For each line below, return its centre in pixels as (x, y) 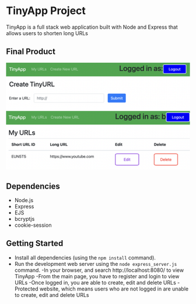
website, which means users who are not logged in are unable (114, 289)
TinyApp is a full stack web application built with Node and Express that (92, 27)
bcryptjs (24, 218)
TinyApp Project (46, 11)
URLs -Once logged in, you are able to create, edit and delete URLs (95, 282)
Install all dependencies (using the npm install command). (85, 257)
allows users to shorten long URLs (47, 33)
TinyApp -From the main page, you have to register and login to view (97, 276)
